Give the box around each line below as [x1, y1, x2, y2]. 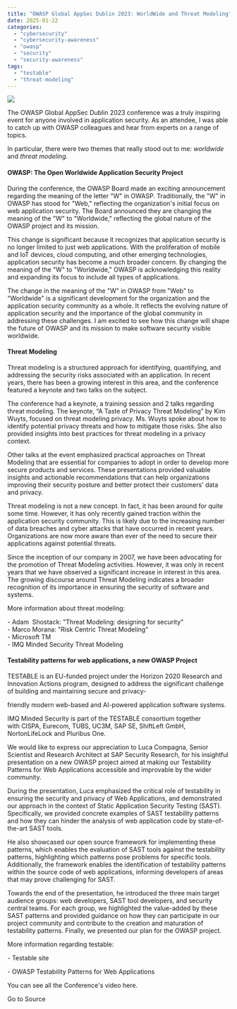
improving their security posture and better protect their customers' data [7, 481, 219, 489]
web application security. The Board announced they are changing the [7, 206, 212, 215]
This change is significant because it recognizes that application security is [7, 235, 226, 243]
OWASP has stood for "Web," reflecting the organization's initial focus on [7, 199, 220, 207]
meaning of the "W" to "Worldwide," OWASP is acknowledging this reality [7, 265, 221, 274]
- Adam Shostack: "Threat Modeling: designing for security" [7, 617, 184, 626]
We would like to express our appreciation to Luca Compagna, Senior [7, 742, 209, 751]
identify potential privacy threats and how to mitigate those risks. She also [7, 421, 222, 430]
